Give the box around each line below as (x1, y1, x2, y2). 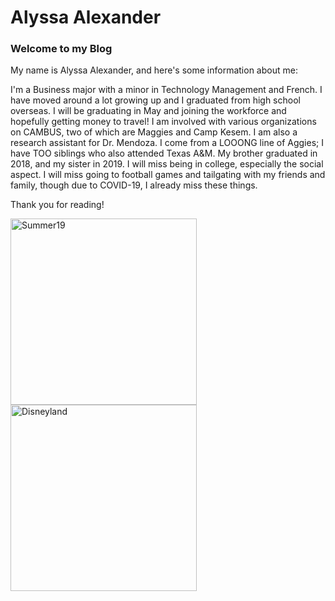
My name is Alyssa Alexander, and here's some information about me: (10, 64, 298, 76)
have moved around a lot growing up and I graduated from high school (10, 94, 301, 106)
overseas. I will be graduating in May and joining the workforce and (10, 105, 287, 117)
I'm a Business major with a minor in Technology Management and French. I (10, 84, 323, 96)
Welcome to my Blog (10, 42, 113, 56)
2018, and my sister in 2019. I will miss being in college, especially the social (10, 158, 324, 170)
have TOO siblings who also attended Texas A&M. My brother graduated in (10, 147, 318, 160)
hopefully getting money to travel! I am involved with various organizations (10, 116, 317, 128)
